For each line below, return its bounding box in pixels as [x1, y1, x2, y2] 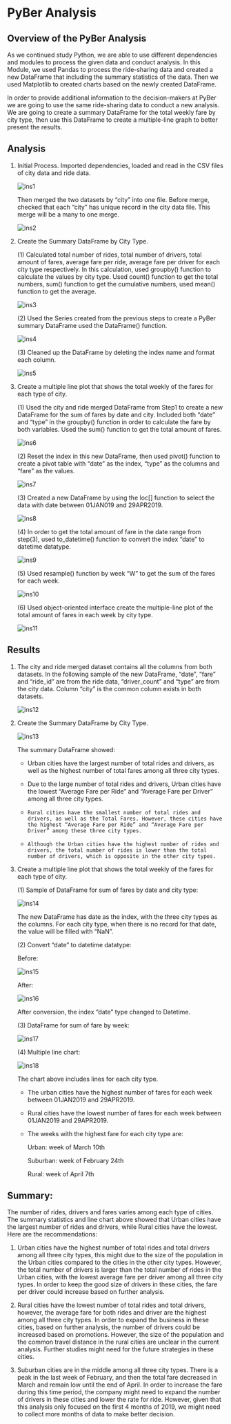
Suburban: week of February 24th [27, 1156, 124, 1165]
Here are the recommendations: [7, 1230, 98, 1239]
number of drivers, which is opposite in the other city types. [27, 852, 217, 859]
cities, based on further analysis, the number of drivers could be [17, 1323, 200, 1331]
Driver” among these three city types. [27, 827, 143, 834]
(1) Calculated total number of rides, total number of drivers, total [17, 250, 202, 259]
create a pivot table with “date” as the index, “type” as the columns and [17, 459, 220, 468]
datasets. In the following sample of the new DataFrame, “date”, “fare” [17, 670, 216, 678]
